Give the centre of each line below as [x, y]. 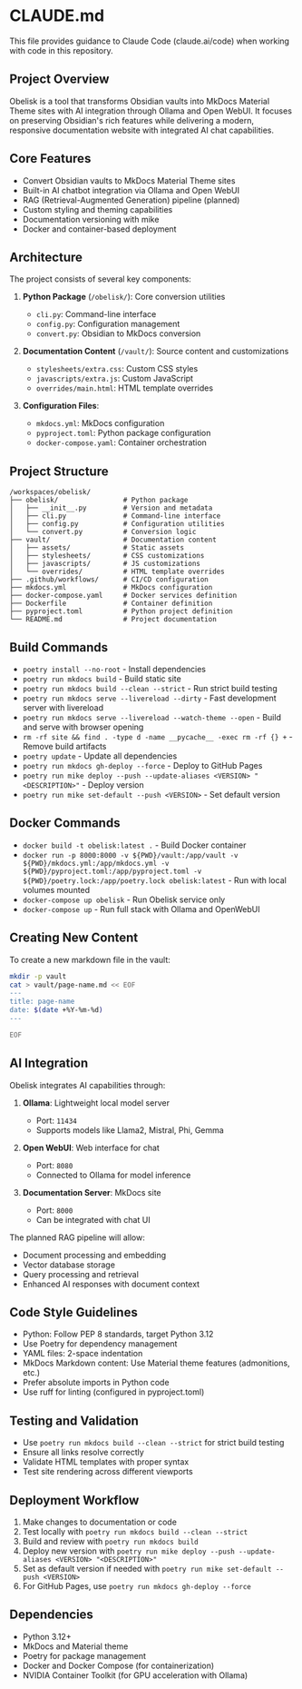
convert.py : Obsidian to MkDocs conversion [118, 333]
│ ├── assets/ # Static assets [97, 548]
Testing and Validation [74, 1421]
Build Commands [59, 647]
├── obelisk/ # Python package [99, 501]
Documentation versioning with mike [91, 219]
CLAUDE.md [57, 16]
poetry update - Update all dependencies [100, 756]
